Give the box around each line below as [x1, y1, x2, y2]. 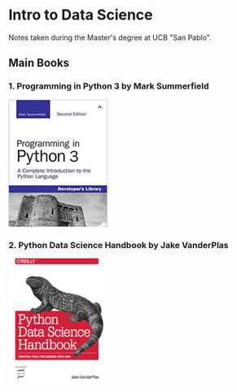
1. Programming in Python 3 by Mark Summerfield [8, 81, 209, 92]
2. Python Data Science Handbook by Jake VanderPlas [8, 239, 229, 250]
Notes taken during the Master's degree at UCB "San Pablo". [8, 33, 212, 42]
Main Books [8, 56, 70, 70]
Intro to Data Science [8, 6, 153, 24]
